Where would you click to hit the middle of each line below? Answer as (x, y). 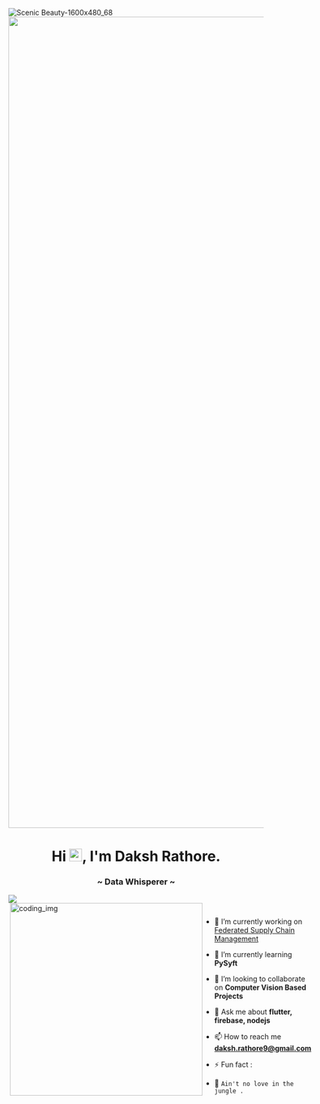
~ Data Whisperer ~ (136, 882)
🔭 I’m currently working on (258, 921)
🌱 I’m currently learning (253, 955)
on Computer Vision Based (260, 988)
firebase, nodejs (242, 1020)
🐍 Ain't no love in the (254, 1084)
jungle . (229, 1091)
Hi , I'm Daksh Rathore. (136, 857)
